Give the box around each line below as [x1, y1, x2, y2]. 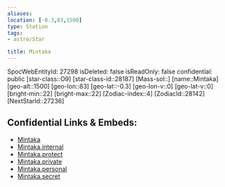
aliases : [7, 10, 33, 17]
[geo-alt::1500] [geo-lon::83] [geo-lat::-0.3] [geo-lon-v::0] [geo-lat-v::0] [7, 82, 214, 90]
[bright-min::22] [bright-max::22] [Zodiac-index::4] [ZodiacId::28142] [7, 89, 205, 98]
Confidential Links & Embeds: [7, 117, 137, 129]
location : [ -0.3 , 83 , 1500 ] [7, 17, 82, 24]
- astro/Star [7, 36, 45, 43]
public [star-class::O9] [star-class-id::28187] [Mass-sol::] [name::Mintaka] [7, 75, 219, 83]
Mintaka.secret [17, 172, 60, 180]
